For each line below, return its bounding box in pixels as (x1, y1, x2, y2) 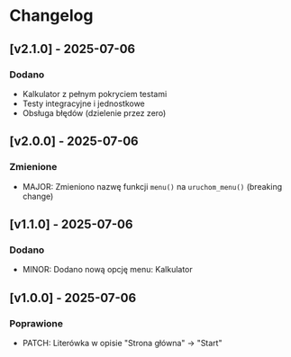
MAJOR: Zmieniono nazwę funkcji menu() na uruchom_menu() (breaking (22, 181, 282, 192)
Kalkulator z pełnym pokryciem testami (22, 88, 168, 99)
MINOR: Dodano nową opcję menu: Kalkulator (22, 264, 194, 275)
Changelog (9, 5, 94, 26)
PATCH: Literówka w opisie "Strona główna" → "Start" (22, 337, 223, 348)
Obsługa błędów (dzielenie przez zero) (22, 107, 167, 118)
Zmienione (9, 161, 58, 174)
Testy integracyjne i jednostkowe (22, 98, 146, 109)
